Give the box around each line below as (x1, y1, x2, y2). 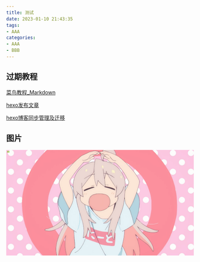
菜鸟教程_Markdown (6, 88, 56, 95)
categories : (6, 35, 36, 41)
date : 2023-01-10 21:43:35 (6, 16, 73, 22)
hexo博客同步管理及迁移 (6, 114, 65, 121)
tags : (6, 22, 20, 28)
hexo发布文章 (6, 101, 39, 109)
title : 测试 (6, 10, 34, 16)
